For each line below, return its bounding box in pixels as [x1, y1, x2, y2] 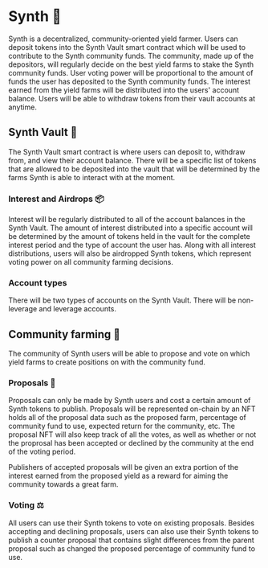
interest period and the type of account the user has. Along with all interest [8, 241, 257, 250]
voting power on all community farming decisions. [8, 257, 174, 267]
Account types [8, 277, 67, 288]
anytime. [8, 102, 38, 112]
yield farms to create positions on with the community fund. [8, 357, 206, 367]
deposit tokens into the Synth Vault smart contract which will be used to [8, 42, 246, 51]
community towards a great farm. [8, 480, 119, 489]
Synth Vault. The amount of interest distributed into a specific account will [8, 223, 253, 233]
